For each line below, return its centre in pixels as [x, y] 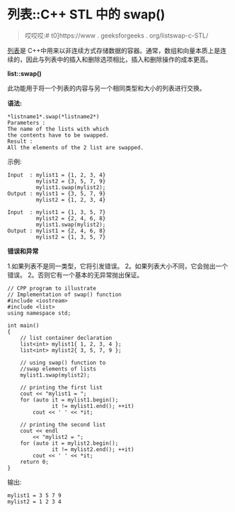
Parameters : [27, 123]
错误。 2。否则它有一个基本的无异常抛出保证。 [75, 275]
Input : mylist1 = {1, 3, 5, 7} [57, 212]
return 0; [35, 462]
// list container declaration [66, 338]
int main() [23, 325]
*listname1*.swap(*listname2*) [53, 116]
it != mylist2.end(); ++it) [93, 449]
